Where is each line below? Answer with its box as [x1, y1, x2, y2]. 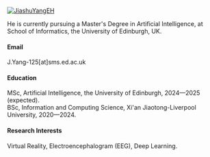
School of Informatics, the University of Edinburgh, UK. [7, 27, 162, 35]
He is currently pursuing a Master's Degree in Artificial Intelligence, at [7, 20, 203, 27]
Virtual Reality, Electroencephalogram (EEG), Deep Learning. [7, 141, 178, 150]
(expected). [7, 96, 40, 104]
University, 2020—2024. [7, 110, 77, 119]
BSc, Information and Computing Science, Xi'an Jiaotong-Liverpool [7, 104, 196, 112]
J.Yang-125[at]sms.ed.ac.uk [7, 58, 86, 67]
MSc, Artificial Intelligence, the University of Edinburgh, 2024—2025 [7, 89, 200, 97]
